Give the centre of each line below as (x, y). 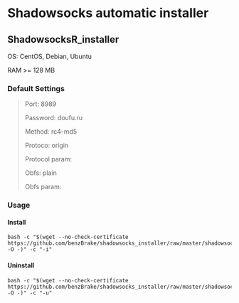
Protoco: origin (47, 145)
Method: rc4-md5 (51, 132)
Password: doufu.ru (54, 118)
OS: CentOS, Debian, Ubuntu (50, 56)
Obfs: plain (41, 173)
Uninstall (21, 265)
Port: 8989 (41, 104)
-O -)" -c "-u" (30, 293)
